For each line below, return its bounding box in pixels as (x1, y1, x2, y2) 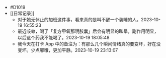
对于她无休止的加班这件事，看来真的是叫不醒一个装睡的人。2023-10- (17, 17, 161, 22)
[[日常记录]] (10, 10, 35, 16)
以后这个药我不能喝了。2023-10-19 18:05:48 (17, 35, 110, 40)
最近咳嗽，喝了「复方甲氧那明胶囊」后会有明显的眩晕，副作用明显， (17, 28, 159, 34)
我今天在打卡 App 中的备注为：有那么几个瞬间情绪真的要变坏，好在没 (17, 41, 161, 47)
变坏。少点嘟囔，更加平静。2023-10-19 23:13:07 (17, 47, 118, 53)
